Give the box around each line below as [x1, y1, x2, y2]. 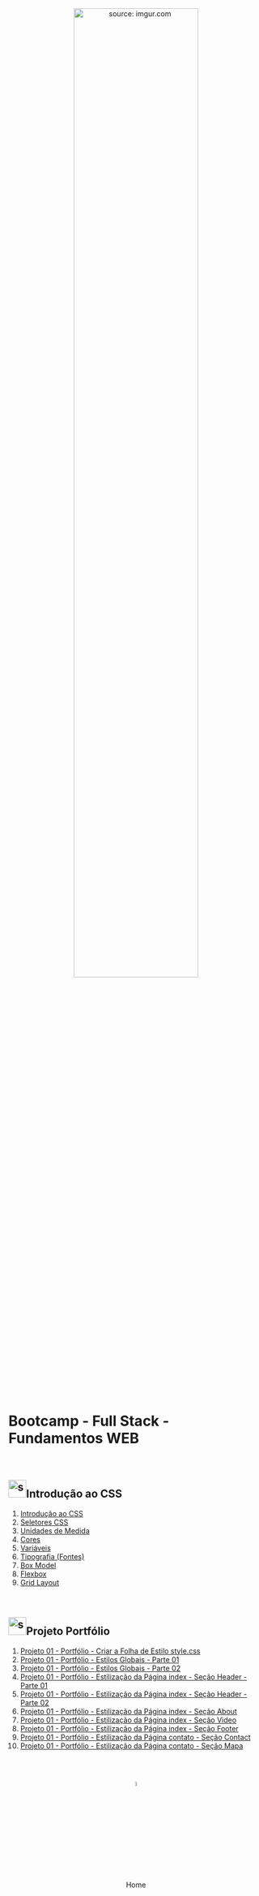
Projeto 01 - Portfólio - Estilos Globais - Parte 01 [19, 1654, 180, 1664]
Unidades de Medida [19, 1525, 91, 1536]
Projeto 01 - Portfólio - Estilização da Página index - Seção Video [19, 1715, 237, 1725]
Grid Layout [19, 1577, 59, 1587]
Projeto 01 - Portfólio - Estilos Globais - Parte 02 [19, 1663, 180, 1673]
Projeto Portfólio [26, 1624, 111, 1638]
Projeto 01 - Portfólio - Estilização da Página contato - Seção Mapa [19, 1740, 244, 1751]
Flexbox [19, 1569, 47, 1579]
